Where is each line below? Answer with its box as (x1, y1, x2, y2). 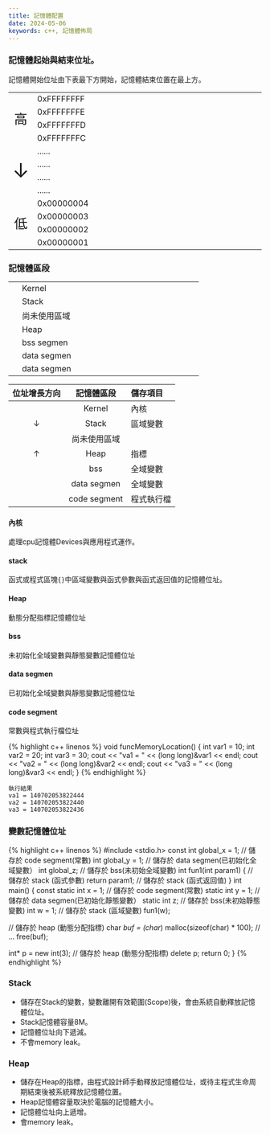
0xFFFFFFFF (37, 93, 86, 104)
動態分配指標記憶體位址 (8, 613, 86, 622)
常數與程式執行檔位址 (8, 726, 79, 735)
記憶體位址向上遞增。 (19, 1107, 91, 1117)
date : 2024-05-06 (8, 19, 67, 27)
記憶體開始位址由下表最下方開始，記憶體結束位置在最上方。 (8, 74, 206, 84)
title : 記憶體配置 (8, 11, 64, 20)
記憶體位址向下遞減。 (19, 1026, 91, 1037)
